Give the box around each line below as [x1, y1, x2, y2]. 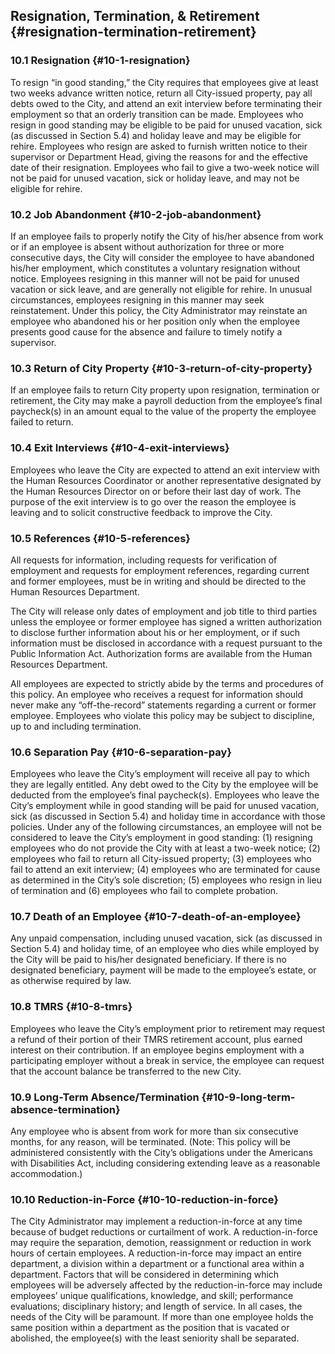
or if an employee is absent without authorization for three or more [10, 240, 285, 253]
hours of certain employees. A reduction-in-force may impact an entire [10, 1247, 302, 1259]
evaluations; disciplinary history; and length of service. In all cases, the [10, 1300, 303, 1313]
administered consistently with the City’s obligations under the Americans [10, 1147, 314, 1159]
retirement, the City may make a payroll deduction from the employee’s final [10, 395, 323, 407]
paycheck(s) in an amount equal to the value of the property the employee [10, 405, 317, 418]
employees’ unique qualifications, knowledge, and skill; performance [10, 1290, 294, 1302]
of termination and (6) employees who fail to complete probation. [10, 885, 279, 897]
